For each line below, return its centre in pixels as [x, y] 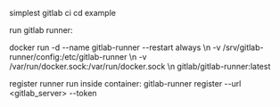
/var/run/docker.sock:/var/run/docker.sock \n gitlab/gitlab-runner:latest [140, 66]
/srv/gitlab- [243, 47]
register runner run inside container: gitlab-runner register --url [125, 83]
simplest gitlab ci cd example [62, 13]
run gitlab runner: [41, 30]
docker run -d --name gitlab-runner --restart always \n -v [115, 47]
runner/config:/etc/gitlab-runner [68, 57]
